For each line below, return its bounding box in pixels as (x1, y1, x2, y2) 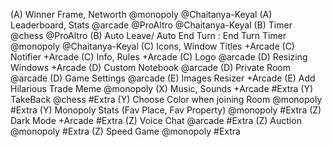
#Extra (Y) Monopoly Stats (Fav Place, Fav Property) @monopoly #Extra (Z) (10, 104, 322, 116)
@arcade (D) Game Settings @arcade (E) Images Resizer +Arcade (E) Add (10, 72, 316, 84)
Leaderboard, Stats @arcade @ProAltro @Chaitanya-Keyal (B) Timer (10, 19, 293, 31)
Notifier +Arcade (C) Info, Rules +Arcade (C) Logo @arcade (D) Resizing (10, 51, 308, 63)
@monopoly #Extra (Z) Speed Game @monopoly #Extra (10, 125, 241, 137)
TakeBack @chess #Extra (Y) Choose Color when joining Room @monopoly (10, 94, 323, 105)
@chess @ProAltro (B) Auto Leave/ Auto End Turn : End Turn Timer (10, 30, 287, 41)
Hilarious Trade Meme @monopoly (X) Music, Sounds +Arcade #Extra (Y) (10, 83, 314, 94)
